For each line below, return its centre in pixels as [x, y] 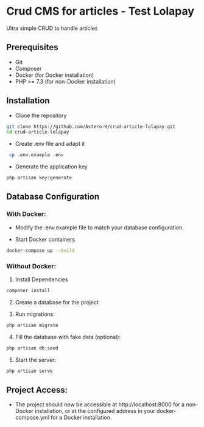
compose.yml [32, 418]
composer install [28, 290]
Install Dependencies [41, 279]
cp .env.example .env [36, 155]
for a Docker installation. [81, 418]
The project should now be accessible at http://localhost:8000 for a [100, 404]
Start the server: [36, 360]
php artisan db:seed [33, 348]
